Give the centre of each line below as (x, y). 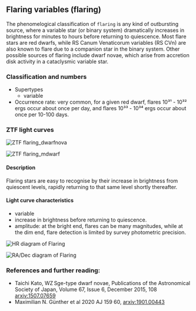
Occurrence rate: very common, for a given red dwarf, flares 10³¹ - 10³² (101, 102)
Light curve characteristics (40, 200)
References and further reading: (53, 270)
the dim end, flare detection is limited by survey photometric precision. (100, 232)
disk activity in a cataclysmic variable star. (57, 61)
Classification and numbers (46, 77)
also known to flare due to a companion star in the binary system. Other (93, 49)
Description (21, 168)
